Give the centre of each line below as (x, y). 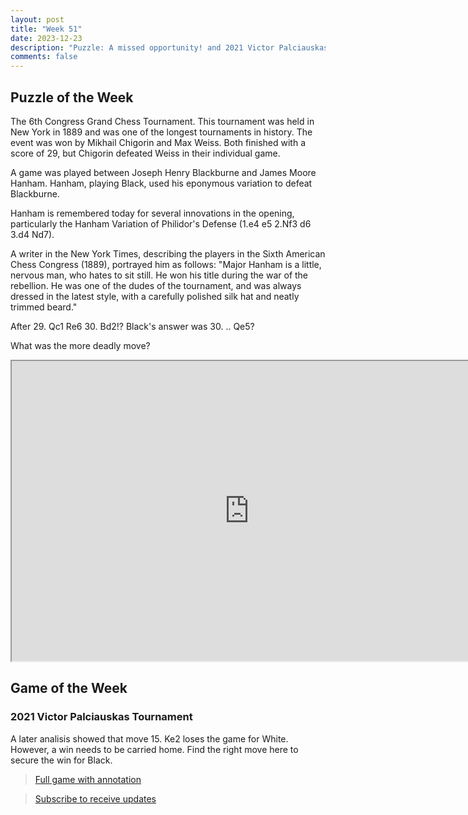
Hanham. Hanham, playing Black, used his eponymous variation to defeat (161, 183)
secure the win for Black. (61, 760)
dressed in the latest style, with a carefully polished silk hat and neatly (155, 296)
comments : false (44, 57)
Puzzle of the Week (72, 97)
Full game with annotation (88, 779)
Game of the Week (69, 688)
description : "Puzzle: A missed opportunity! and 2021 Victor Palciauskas (169, 47)
